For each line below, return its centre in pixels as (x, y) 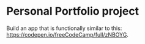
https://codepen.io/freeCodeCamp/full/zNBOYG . (67, 34)
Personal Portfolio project (73, 11)
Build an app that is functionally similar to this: (64, 28)
